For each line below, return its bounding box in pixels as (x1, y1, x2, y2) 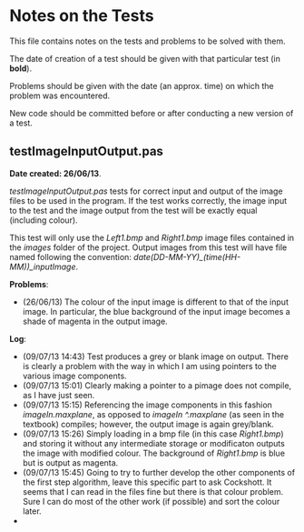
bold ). (9, 63, 33, 74)
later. (22, 506, 43, 517)
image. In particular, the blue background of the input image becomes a (22, 306, 290, 316)
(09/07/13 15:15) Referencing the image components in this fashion (22, 399, 272, 410)
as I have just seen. (22, 389, 95, 400)
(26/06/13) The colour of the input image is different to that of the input (22, 296, 289, 307)
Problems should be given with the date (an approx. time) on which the (9, 80, 274, 91)
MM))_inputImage (9, 261, 76, 272)
